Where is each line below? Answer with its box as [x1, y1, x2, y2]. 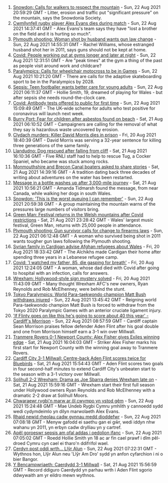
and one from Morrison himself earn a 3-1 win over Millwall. [12, 329, 135, 334]
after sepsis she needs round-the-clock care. [12, 95, 106, 101]
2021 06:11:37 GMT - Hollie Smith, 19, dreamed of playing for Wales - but [12, 90, 163, 95]
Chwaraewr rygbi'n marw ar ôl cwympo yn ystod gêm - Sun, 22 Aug [12, 398, 154, 403]
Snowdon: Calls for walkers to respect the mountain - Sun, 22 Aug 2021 [12, 5, 160, 10]
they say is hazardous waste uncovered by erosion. [12, 127, 119, 132]
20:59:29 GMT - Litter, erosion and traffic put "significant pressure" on [12, 10, 159, 16]
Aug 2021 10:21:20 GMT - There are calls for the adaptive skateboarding [12, 74, 162, 79]
